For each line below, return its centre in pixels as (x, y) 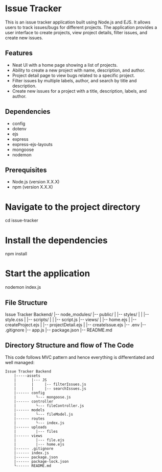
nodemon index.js (23, 287)
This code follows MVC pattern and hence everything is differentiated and (80, 357)
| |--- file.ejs (39, 440)
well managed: (20, 362)
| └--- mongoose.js (42, 397)
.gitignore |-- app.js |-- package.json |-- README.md (59, 330)
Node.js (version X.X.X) (36, 182)
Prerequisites (26, 170)
